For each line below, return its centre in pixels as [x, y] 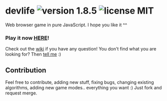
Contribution [26, 70]
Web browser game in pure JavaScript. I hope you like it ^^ [66, 25]
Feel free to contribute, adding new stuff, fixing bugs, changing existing [80, 82]
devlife [20, 11]
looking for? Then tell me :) [33, 54]
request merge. [21, 93]
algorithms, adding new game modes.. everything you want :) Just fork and [83, 88]
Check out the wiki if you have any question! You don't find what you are [81, 49]
